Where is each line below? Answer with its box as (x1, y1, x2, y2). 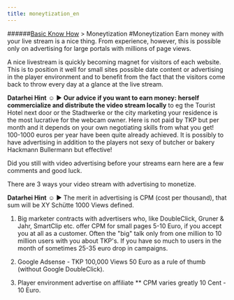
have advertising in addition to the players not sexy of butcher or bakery (7, 137, 215, 147)
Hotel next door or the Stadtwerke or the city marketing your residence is (7, 108, 218, 117)
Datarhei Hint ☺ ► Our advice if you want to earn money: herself (7, 93, 200, 102)
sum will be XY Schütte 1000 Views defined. (7, 200, 134, 209)
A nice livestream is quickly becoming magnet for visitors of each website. (7, 57, 221, 66)
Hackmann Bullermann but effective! (7, 145, 112, 153)
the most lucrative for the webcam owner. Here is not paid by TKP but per (7, 116, 219, 124)
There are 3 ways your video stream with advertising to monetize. (7, 179, 197, 188)
